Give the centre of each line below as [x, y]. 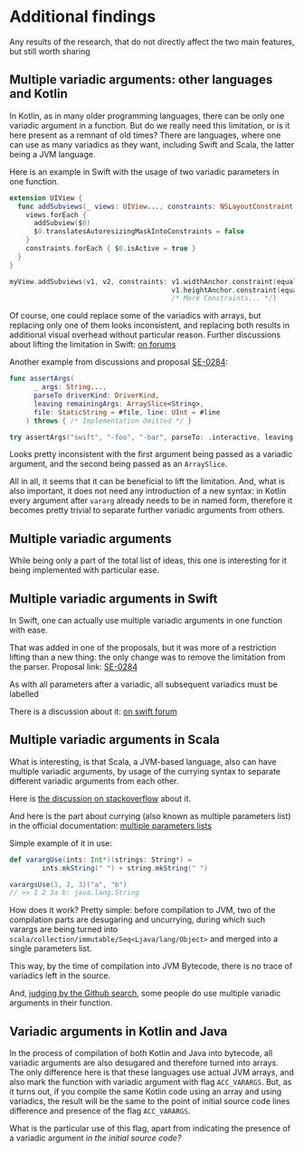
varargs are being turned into [64, 929]
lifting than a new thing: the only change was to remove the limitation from [147, 657]
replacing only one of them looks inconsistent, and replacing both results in [150, 325]
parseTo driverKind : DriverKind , [96, 395]
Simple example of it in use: [61, 843]
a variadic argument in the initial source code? [95, 1138]
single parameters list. [51, 948]
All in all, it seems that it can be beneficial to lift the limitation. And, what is [147, 481]
